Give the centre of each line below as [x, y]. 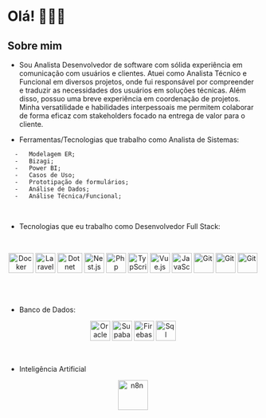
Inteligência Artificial [53, 369]
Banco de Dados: [47, 310]
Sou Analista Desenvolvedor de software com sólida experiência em [131, 65]
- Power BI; [38, 168]
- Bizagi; [35, 161]
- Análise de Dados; [52, 189]
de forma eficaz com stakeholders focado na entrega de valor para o [132, 116]
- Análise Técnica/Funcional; [68, 196]
